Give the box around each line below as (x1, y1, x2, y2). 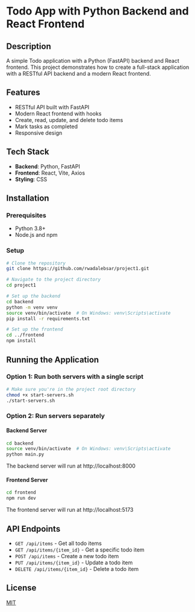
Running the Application (6, 355, 99, 365)
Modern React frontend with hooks (14, 110, 102, 117)
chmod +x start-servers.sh (6, 391, 74, 398)
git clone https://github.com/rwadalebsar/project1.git (6, 266, 149, 272)
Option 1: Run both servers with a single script (6, 373, 144, 381)
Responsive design (14, 129, 63, 137)
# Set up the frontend (6, 326, 63, 333)
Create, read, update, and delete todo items (14, 116, 123, 123)
